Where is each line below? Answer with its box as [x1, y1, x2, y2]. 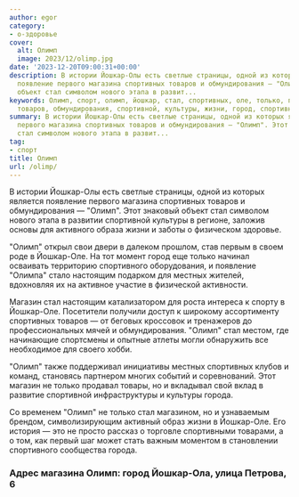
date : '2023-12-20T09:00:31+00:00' [9, 63, 141, 72]
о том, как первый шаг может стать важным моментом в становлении [9, 436, 279, 446]
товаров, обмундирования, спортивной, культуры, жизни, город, [17, 104, 256, 113]
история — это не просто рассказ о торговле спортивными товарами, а [9, 426, 284, 436]
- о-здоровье [9, 29, 58, 38]
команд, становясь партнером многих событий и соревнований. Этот [9, 371, 276, 381]
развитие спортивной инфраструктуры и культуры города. [9, 389, 234, 401]
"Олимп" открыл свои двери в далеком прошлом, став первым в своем [9, 241, 284, 252]
